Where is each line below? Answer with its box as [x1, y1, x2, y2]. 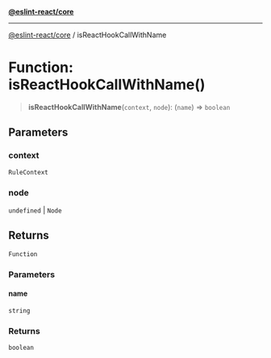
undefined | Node [8, 205, 62, 215]
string [8, 306, 31, 314]
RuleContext [8, 168, 48, 176]
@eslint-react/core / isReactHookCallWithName [8, 30, 167, 40]
